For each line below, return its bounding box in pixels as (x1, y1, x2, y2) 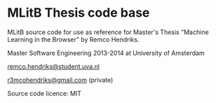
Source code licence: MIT (7, 89, 82, 97)
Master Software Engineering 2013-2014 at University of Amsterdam (7, 49, 205, 57)
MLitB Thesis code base (7, 5, 150, 21)
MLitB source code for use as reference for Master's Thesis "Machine (7, 28, 209, 36)
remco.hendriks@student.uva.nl (7, 62, 100, 70)
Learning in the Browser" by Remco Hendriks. (7, 35, 140, 43)
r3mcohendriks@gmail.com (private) (7, 75, 114, 84)
